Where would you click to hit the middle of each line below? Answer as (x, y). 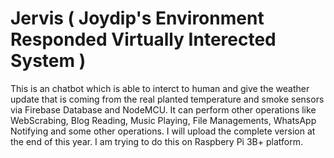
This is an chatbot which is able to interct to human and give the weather (160, 88)
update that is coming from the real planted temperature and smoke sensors (167, 99)
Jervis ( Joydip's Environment (137, 18)
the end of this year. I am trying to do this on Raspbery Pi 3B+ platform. (156, 141)
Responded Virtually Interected (143, 39)
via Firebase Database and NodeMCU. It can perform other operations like (163, 109)
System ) (48, 61)
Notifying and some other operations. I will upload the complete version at (163, 131)
